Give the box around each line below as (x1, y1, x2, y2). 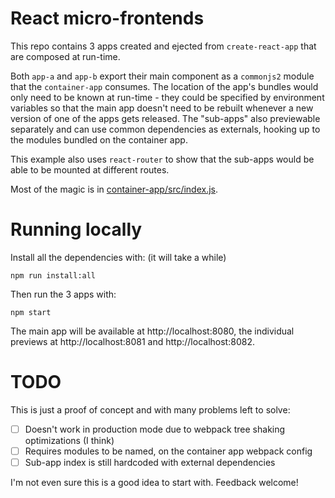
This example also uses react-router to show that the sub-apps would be (10, 153, 315, 165)
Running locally (10, 218, 143, 241)
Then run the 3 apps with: (10, 288, 117, 300)
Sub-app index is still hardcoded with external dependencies (24, 456, 276, 468)
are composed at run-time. (10, 50, 121, 62)
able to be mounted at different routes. (10, 163, 170, 176)
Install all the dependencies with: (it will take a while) (10, 251, 227, 263)
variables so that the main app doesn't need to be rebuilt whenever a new (10, 102, 314, 114)
